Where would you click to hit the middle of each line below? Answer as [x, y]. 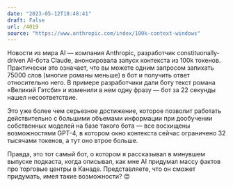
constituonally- [199, 53]
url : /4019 [23, 27]
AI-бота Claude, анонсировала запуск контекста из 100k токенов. [124, 61]
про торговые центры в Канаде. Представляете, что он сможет [102, 169]
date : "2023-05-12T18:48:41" [49, 14]
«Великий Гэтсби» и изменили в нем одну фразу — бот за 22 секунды [112, 90]
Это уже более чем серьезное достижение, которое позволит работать [114, 111]
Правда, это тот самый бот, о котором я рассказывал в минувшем [106, 154]
